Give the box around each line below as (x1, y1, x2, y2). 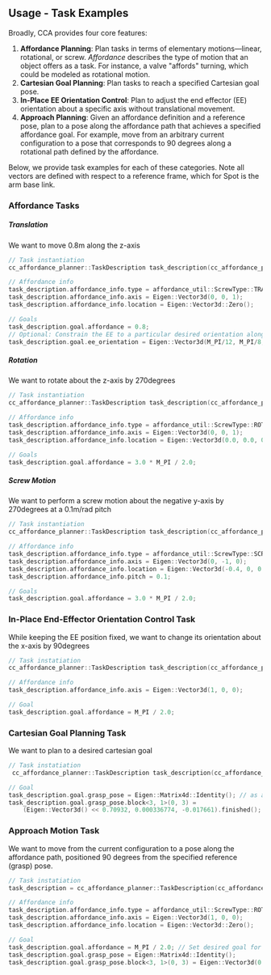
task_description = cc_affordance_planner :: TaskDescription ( (8, 884, 219, 892)
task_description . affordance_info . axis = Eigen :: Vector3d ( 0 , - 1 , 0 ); (8, 557, 248, 566)
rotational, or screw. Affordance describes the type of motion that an (19, 52, 248, 61)
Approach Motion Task (8, 825, 100, 837)
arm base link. (8, 180, 56, 189)
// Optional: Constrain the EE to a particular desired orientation (8, 330, 244, 338)
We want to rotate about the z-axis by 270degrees (8, 375, 176, 385)
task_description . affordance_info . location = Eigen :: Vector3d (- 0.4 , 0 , (8, 565, 254, 573)
